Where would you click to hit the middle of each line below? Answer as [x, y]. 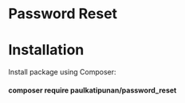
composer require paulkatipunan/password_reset [92, 90]
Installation [46, 50]
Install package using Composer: [63, 72]
